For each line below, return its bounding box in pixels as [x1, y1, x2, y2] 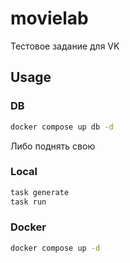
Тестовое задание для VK [10, 40, 120, 52]
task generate [10, 187, 70, 197]
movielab [10, 7, 89, 30]
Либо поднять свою [10, 140, 96, 152]
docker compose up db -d [10, 122, 114, 132]
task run [10, 197, 47, 207]
